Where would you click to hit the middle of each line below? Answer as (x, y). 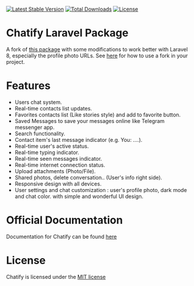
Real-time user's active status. (52, 146)
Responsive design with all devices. (58, 184)
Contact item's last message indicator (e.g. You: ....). (79, 139)
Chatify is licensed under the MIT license (56, 277)
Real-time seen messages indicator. (58, 158)
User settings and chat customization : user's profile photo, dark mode (101, 190)
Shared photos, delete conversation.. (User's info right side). (88, 177)
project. (16, 61)
